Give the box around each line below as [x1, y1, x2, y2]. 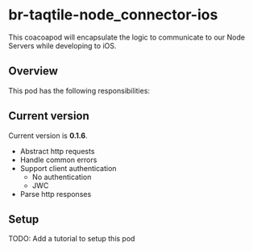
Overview [8, 65, 59, 78]
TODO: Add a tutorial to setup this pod [8, 234, 135, 244]
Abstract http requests [19, 146, 95, 156]
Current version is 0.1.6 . [8, 131, 89, 140]
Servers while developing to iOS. [8, 40, 117, 50]
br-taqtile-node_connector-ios [8, 6, 218, 24]
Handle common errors [19, 155, 97, 165]
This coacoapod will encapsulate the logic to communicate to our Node [8, 32, 246, 42]
